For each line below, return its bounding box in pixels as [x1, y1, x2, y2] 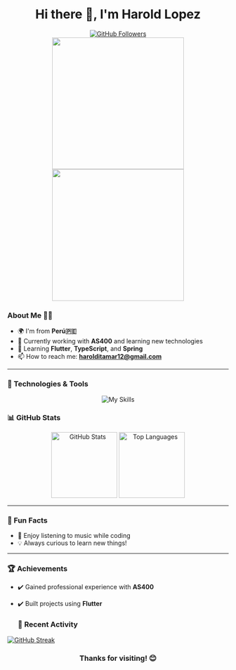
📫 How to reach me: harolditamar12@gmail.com [17, 353, 162, 361]
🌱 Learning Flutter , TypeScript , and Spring [17, 344, 143, 353]
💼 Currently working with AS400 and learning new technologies [17, 337, 204, 346]
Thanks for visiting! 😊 [79, 653, 157, 663]
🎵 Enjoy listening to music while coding [17, 532, 131, 540]
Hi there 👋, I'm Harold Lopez [34, 6, 202, 22]
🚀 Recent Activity [17, 619, 79, 629]
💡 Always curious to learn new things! [17, 539, 128, 547]
